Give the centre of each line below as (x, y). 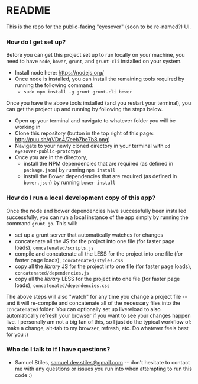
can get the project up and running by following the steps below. (85, 109)
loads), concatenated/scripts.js (54, 247)
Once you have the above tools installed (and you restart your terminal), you (99, 103)
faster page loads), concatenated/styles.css (69, 260)
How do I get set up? (36, 42)
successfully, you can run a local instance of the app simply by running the (97, 217)
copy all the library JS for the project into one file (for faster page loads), (103, 266)
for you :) (17, 334)
